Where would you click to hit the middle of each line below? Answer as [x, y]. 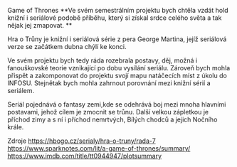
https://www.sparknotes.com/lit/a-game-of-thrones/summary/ [99, 148]
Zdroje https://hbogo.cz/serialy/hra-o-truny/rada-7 [82, 141]
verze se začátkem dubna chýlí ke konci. [67, 47]
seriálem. [21, 91]
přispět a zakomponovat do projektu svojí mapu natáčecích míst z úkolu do [117, 75]
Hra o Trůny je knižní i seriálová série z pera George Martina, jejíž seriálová [117, 39]
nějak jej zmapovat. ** [40, 25]
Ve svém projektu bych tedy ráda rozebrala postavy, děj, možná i [102, 60]
